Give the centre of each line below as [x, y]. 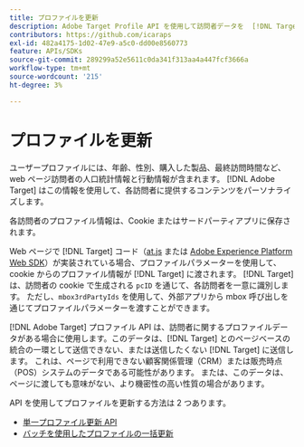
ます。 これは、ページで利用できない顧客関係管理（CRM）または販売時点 [146, 361]
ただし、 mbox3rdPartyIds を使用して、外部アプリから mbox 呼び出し [154, 296]
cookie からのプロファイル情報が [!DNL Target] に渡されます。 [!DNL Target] [152, 273]
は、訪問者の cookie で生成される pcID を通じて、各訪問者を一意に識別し [145, 285]
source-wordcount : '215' [56, 77]
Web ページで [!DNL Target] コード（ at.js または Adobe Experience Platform [151, 251]
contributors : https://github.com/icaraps [90, 34]
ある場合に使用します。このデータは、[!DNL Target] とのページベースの [158, 338]
